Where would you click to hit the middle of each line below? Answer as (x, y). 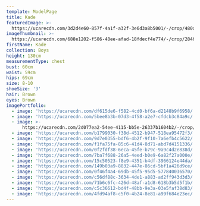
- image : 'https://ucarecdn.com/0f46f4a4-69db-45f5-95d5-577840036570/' (104, 172)
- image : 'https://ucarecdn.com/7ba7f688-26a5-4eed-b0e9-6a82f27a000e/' (104, 155)
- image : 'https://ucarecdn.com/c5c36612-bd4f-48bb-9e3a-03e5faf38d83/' (104, 188)
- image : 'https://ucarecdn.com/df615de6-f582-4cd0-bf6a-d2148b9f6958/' (104, 111)
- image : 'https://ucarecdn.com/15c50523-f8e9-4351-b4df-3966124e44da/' (104, 161)
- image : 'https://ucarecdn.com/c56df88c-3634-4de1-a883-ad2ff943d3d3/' (104, 178)
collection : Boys (28, 50)
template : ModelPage (32, 12)
